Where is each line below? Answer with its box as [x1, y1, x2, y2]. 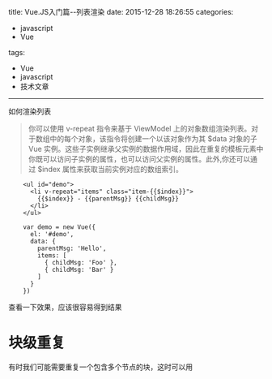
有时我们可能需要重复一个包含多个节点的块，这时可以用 [8, 362, 193, 372]
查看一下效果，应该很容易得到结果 [8, 303, 122, 312]
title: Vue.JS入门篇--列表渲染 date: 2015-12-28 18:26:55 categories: [8, 7, 234, 16]
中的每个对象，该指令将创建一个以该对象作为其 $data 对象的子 [49, 134, 257, 144]
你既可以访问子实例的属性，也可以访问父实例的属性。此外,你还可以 [28, 154, 251, 164]
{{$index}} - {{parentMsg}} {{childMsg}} [37, 195, 180, 203]
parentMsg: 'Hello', [37, 244, 107, 252]
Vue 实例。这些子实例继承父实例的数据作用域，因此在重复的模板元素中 [28, 144, 264, 153]
